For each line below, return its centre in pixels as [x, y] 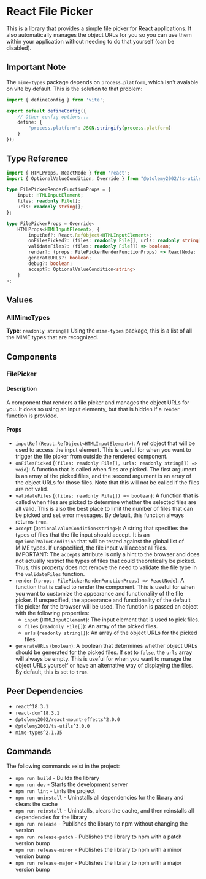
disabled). [19, 48]
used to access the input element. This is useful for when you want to [103, 449]
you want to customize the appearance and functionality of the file [99, 593]
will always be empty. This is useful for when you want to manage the [103, 658]
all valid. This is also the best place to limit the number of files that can [104, 508]
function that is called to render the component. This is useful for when [105, 587]
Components [32, 357]
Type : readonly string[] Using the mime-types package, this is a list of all [99, 331]
